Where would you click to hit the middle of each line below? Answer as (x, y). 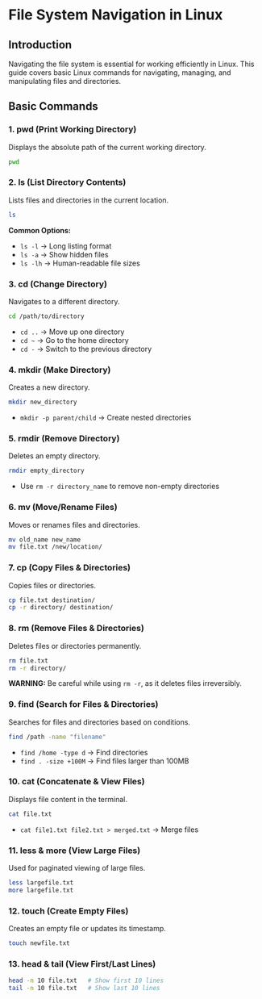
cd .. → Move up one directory (72, 332)
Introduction (40, 45)
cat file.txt (30, 814)
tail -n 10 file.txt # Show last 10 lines (84, 989)
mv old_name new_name (45, 539)
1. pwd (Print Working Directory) (73, 129)
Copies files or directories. (52, 585)
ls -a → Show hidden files (64, 254)
